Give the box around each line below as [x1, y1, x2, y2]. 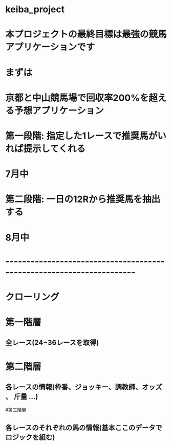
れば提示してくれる [5, 143, 86, 154]
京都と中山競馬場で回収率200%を [5, 92, 149, 103]
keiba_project [5, 4, 65, 15]
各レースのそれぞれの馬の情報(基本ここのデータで [5, 423, 162, 432]
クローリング [5, 291, 60, 303]
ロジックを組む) [5, 433, 55, 441]
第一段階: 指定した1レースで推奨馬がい [5, 130, 166, 142]
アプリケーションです [5, 41, 95, 53]
